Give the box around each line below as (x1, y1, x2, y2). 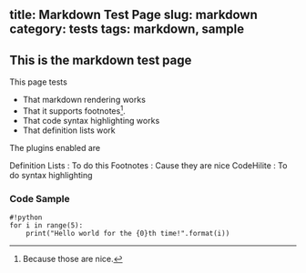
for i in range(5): (9, 221, 84, 230)
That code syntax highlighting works (22, 115, 160, 126)
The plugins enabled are (9, 142, 101, 153)
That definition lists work (22, 125, 116, 136)
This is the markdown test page (9, 52, 192, 67)
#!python (9, 213, 43, 222)
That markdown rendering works (22, 95, 146, 106)
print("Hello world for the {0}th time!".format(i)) (25, 229, 230, 238)
